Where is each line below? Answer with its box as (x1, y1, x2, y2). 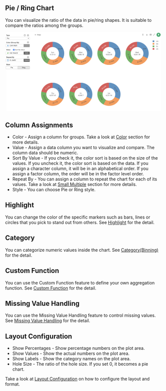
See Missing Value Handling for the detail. (5, 318, 90, 324)
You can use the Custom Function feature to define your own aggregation (5, 279, 155, 285)
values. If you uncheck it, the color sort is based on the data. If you (12, 161, 149, 167)
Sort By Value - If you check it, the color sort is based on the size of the (12, 155, 158, 161)
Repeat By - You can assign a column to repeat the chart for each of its (12, 176, 157, 182)
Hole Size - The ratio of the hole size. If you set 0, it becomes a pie (12, 361, 148, 367)
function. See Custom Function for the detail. (5, 285, 96, 291)
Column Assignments (5, 121, 73, 129)
